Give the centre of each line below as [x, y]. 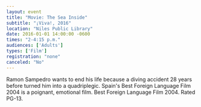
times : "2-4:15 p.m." [33, 40]
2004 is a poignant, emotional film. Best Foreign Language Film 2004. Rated [101, 92]
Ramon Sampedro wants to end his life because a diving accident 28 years [99, 79]
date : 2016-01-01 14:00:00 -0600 [48, 34]
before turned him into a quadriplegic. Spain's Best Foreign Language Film [99, 85]
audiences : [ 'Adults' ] [35, 46]
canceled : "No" [25, 62]
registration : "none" [33, 57]
